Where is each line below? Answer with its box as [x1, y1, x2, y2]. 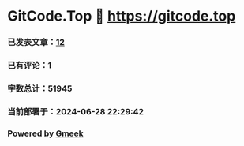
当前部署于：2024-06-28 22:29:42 [7, 106, 144, 117]
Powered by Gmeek [7, 128, 84, 139]
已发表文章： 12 [7, 37, 65, 48]
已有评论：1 [7, 60, 52, 71]
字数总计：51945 [7, 83, 73, 94]
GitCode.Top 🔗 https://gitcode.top [7, 7, 236, 25]
